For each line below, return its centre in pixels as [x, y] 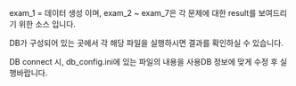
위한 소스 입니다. [47, 24]
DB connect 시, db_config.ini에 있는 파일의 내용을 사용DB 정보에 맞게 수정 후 [144, 62]
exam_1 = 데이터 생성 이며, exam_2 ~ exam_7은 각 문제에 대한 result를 [133, 13]
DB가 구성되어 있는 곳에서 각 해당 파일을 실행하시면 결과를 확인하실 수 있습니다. [146, 43]
